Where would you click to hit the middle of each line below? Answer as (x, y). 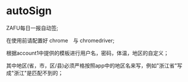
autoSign (29, 11)
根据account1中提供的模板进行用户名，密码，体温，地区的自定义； (88, 53)
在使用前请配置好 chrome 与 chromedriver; (60, 40)
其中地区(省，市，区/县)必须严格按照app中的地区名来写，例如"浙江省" (92, 65)
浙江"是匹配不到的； (39, 73)
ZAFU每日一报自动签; (32, 28)
